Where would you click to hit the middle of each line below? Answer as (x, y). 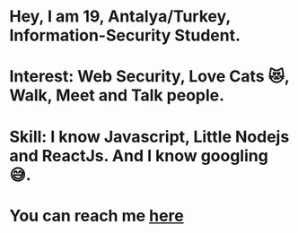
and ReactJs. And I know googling (139, 155)
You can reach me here (96, 216)
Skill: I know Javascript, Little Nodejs (149, 137)
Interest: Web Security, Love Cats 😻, (149, 77)
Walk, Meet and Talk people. (117, 95)
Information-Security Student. (125, 35)
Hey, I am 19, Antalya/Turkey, (120, 17)
